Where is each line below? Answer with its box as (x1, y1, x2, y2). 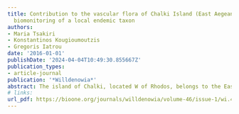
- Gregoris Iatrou (7, 43, 62, 50)
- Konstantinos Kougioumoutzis (7, 37, 100, 44)
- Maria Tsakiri (7, 30, 55, 38)
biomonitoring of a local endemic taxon (14, 17, 135, 24)
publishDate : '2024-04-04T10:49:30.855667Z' (7, 57, 142, 64)
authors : (7, 23, 33, 30)
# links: (7, 89, 33, 96)
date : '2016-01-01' (7, 50, 65, 57)
